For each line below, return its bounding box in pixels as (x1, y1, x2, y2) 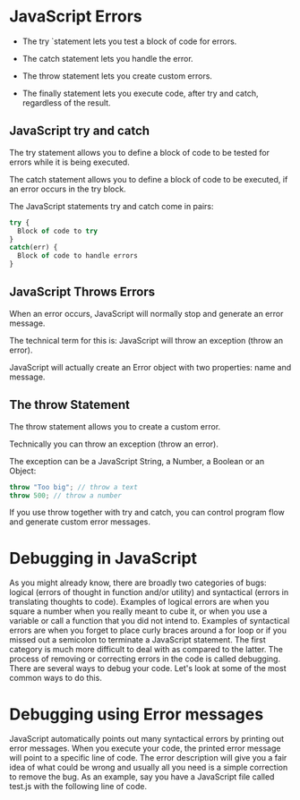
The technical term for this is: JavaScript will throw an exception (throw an (9, 335, 284, 345)
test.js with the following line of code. (9, 781, 148, 792)
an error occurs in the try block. (9, 183, 127, 194)
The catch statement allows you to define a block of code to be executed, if (9, 174, 288, 184)
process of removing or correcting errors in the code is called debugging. (9, 653, 280, 664)
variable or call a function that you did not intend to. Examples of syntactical (9, 616, 290, 626)
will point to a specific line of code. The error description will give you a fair (9, 753, 287, 763)
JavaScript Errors (9, 6, 142, 27)
